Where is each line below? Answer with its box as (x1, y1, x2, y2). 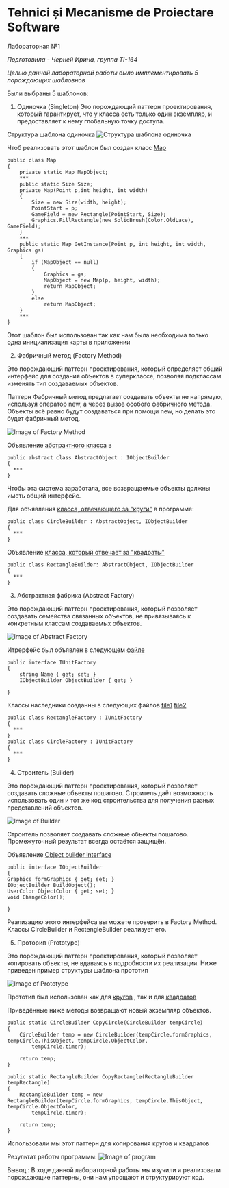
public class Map (7, 156, 57, 164)
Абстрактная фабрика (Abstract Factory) (16, 591, 135, 599)
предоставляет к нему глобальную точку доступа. (16, 117, 165, 125)
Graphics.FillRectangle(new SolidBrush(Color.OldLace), (31, 217, 194, 223)
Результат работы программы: (7, 1152, 97, 1161)
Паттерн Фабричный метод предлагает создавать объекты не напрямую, (7, 392, 223, 400)
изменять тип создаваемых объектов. (7, 379, 119, 387)
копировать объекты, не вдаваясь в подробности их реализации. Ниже (7, 958, 217, 967)
